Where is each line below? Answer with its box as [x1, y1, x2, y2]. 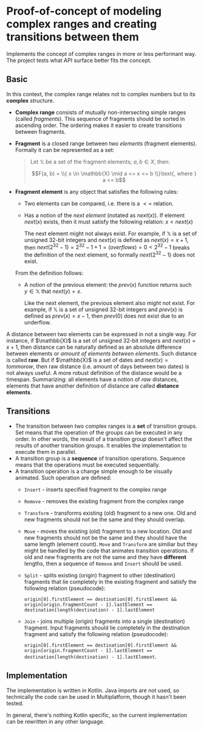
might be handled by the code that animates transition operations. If [24, 547, 194, 554]
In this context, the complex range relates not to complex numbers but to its [6, 90, 195, 98]
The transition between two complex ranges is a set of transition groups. [15, 422, 197, 430]
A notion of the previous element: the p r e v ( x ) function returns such [24, 281, 192, 289]
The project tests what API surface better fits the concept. [6, 57, 152, 64]
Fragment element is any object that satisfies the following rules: [15, 188, 178, 195]
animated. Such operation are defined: [15, 474, 112, 481]
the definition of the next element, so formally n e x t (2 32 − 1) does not [24, 250, 195, 259]
